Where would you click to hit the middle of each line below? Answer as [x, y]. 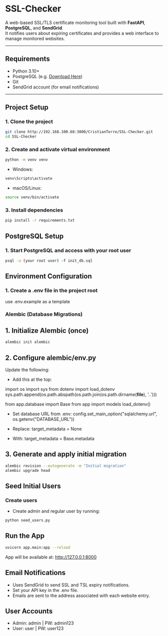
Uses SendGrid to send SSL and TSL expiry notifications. [71, 585]
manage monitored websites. [35, 39]
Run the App [25, 536]
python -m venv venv [27, 160]
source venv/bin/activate [32, 197]
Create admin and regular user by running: [56, 511]
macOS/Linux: [27, 188]
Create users [21, 500]
